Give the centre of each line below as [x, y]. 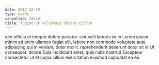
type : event [17, 14]
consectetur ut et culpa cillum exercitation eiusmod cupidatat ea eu [72, 57]
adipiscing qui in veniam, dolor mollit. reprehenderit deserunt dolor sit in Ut [80, 47]
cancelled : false [23, 18]
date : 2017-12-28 [23, 9]
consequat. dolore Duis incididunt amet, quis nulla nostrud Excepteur [74, 52]
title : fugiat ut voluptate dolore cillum [48, 23]
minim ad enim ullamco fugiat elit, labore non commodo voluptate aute [75, 42]
